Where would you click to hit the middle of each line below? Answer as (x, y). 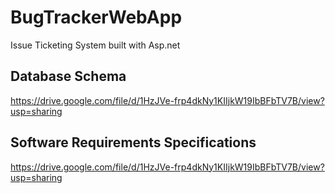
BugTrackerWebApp (96, 17)
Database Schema (68, 76)
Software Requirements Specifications (133, 142)
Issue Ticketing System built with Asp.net (95, 45)
